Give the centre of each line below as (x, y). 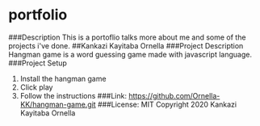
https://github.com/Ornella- (174, 95)
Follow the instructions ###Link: (73, 95)
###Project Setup (38, 63)
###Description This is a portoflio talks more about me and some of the (127, 37)
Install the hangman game (63, 78)
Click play (36, 87)
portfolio (38, 15)
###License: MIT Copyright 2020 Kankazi (167, 104)
